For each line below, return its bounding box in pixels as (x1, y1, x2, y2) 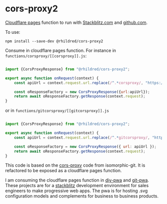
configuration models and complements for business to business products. (5, 193, 159, 199)
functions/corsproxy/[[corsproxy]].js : (5, 53, 87, 59)
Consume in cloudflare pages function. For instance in (5, 47, 116, 53)
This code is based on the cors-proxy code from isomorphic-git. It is (5, 162, 146, 168)
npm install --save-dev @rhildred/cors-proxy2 (5, 38, 103, 44)
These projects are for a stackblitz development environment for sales (5, 183, 149, 189)
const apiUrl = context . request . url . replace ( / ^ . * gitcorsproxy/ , (14, 135, 150, 140)
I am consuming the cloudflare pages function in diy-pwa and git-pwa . (5, 177, 149, 183)
